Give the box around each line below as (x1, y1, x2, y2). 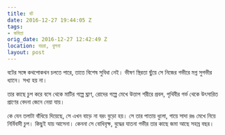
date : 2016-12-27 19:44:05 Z (7, 17, 92, 24)
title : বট (7, 10, 33, 17)
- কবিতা (7, 29, 24, 37)
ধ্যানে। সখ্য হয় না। (7, 76, 47, 84)
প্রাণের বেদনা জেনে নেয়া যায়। (7, 97, 65, 106)
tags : (7, 23, 23, 30)
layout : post (7, 49, 45, 56)
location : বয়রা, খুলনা (7, 42, 61, 49)
